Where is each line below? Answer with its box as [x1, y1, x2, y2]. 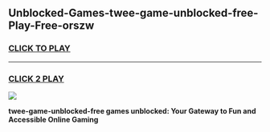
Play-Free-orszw [8, 19, 95, 33]
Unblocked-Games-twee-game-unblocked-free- [8, 6, 259, 20]
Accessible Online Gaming [8, 114, 99, 124]
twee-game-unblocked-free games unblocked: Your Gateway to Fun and [8, 106, 256, 115]
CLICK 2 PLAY [8, 73, 64, 84]
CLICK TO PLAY [8, 43, 71, 54]
